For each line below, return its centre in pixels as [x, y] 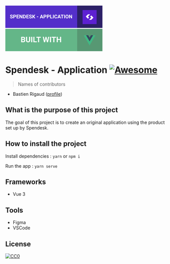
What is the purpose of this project [62, 110]
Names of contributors [41, 84]
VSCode [21, 228]
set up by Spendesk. [27, 127]
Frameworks [26, 182]
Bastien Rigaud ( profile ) [38, 94]
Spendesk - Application [56, 70]
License [18, 244]
